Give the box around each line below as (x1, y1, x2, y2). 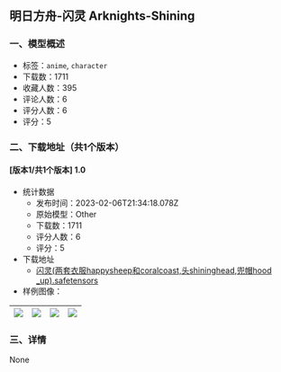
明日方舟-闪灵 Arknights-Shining (9, 8, 195, 24)
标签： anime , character (22, 59, 108, 70)
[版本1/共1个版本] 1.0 (9, 164, 86, 175)
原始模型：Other (35, 208, 97, 219)
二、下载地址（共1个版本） (9, 140, 124, 153)
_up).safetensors (35, 275, 99, 286)
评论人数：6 (22, 93, 68, 104)
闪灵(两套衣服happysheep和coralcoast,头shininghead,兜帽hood (35, 264, 272, 276)
